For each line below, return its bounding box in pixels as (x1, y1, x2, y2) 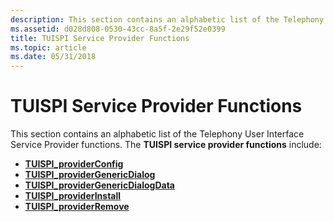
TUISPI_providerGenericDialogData (24, 179, 175, 191)
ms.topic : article (10, 42, 87, 53)
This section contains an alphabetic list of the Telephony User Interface (10, 128, 305, 140)
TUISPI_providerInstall (24, 190, 122, 202)
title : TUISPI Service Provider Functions (10, 33, 190, 43)
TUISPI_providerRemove (24, 201, 130, 213)
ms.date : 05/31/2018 (10, 52, 97, 62)
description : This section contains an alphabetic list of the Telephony (10, 14, 325, 25)
